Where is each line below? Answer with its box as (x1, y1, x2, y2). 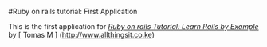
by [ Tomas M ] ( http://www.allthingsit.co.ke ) (8, 31, 155, 39)
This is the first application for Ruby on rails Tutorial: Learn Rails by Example (8, 22, 259, 31)
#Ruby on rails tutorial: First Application (8, 7, 138, 16)
